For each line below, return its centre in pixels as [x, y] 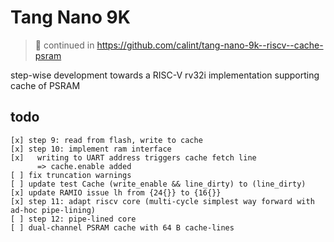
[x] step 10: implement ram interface [91, 149]
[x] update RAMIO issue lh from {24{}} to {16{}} [116, 192]
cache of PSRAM [45, 85]
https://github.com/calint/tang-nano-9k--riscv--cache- [210, 45]
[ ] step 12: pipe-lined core [73, 219]
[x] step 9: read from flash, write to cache [106, 140]
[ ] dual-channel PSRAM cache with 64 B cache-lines [122, 227]
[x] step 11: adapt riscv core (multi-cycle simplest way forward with [162, 201]
